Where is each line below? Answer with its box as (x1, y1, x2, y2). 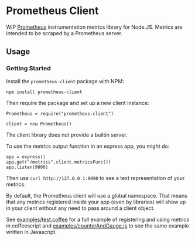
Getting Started (6, 65, 51, 73)
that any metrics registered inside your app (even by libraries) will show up (6, 198, 186, 205)
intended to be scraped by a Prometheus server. (6, 29, 123, 36)
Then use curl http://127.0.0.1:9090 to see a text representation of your (6, 174, 185, 181)
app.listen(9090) (6, 164, 49, 170)
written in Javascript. (6, 228, 57, 235)
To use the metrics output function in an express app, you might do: (6, 142, 170, 150)
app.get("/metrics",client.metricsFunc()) (6, 159, 111, 165)
